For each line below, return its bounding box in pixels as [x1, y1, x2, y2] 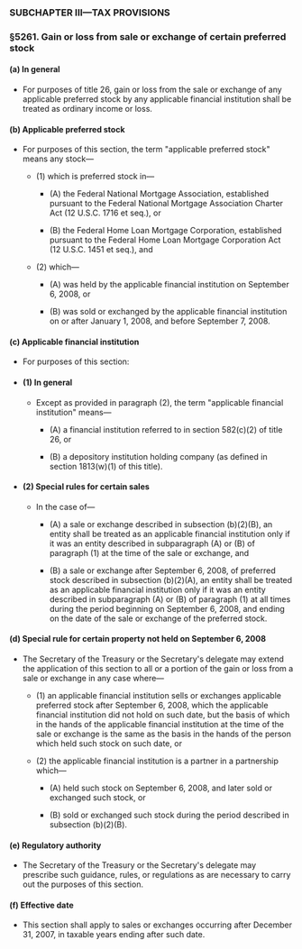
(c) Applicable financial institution [9, 336, 140, 347]
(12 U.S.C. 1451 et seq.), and [49, 244, 153, 255]
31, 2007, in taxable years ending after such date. [22, 929, 206, 940]
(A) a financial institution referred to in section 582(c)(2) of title [49, 424, 283, 434]
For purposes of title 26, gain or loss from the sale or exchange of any [22, 84, 282, 96]
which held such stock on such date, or [35, 738, 183, 749]
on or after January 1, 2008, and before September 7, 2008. [49, 315, 270, 326]
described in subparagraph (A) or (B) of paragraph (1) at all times [49, 593, 291, 605]
